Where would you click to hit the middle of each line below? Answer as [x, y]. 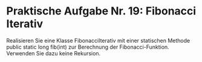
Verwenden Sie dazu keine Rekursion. [54, 53]
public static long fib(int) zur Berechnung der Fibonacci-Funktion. [88, 47]
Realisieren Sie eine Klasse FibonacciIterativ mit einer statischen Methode [98, 40]
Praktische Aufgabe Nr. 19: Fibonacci [101, 11]
